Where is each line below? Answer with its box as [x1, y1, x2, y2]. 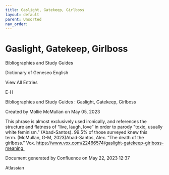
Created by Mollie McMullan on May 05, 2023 [5, 109, 100, 115]
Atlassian [5, 165, 24, 171]
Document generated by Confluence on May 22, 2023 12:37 [5, 155, 130, 161]
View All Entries [5, 79, 38, 86]
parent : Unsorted [5, 17, 42, 22]
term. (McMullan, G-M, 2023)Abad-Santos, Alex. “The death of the [5, 135, 144, 141]
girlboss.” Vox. [5, 140, 35, 146]
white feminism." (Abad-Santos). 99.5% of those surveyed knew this [5, 129, 148, 135]
